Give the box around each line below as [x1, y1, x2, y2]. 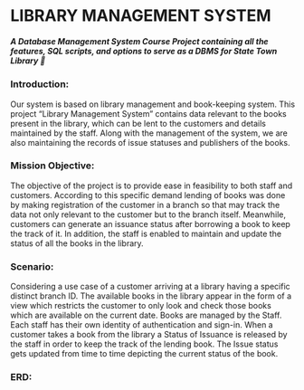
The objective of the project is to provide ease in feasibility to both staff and [10, 180, 293, 191]
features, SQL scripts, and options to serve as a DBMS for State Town [10, 45, 278, 56]
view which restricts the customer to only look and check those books [10, 300, 272, 311]
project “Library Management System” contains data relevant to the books [10, 108, 288, 119]
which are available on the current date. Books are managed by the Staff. [10, 309, 282, 321]
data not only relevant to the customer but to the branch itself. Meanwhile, [10, 209, 287, 220]
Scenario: [10, 260, 54, 272]
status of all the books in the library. [10, 237, 144, 249]
